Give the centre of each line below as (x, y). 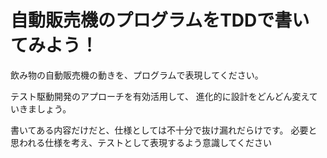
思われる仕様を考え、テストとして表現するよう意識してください (141, 142)
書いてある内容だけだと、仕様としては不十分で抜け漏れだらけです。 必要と (164, 130)
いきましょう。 (41, 108)
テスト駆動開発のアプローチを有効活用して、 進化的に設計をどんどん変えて (164, 96)
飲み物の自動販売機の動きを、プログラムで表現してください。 (137, 75)
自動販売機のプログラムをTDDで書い (160, 20)
